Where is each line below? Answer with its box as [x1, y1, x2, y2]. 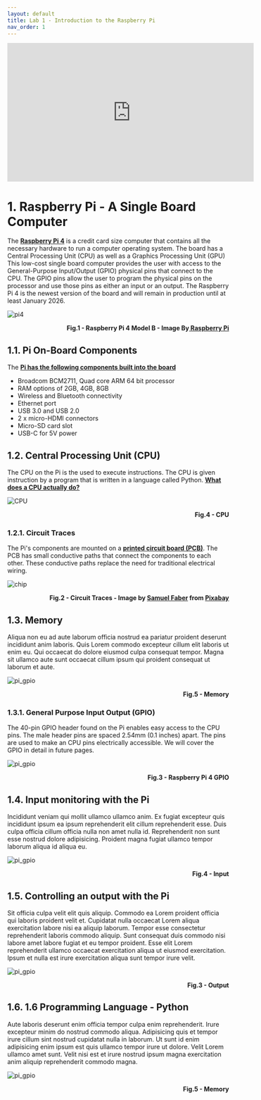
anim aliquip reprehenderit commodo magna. [7, 1057, 138, 1065]
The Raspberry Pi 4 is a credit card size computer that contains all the [7, 237, 211, 245]
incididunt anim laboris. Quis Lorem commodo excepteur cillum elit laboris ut [7, 640, 229, 649]
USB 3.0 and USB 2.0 [17, 406, 79, 415]
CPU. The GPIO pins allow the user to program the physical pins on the [7, 274, 212, 282]
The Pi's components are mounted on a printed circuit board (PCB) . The [7, 544, 218, 553]
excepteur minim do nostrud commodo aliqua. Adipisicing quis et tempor [7, 1027, 218, 1036]
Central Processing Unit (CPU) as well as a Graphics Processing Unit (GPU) [7, 251, 226, 261]
